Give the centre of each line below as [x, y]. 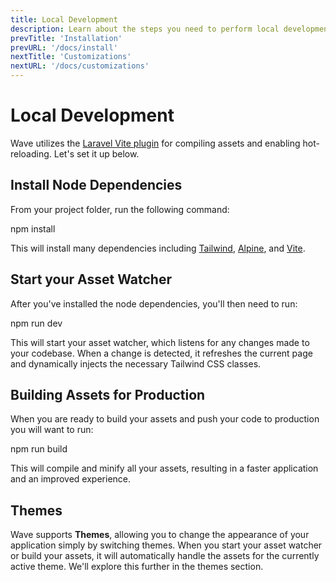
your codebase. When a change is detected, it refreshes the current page [161, 353]
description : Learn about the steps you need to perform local [145, 29]
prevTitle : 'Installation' [66, 38]
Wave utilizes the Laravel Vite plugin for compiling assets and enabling [155, 143]
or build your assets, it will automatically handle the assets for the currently [165, 556]
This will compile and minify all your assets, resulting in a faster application [164, 468]
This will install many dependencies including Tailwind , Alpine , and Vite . [158, 248]
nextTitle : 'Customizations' [71, 57]
